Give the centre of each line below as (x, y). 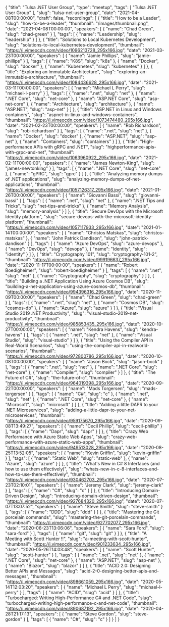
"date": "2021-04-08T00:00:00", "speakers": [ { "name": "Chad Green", (80, 29)
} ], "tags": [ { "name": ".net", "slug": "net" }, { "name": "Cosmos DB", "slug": (84, 302)
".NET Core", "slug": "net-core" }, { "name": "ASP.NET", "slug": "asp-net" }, (83, 560)
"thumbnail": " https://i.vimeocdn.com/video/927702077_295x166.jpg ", (78, 523)
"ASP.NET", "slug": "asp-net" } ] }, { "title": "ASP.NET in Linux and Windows (83, 109)
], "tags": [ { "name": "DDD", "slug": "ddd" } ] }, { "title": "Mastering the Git (82, 512)
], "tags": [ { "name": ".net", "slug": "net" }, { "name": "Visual (89, 335)
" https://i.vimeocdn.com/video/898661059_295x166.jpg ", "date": (72, 582)
